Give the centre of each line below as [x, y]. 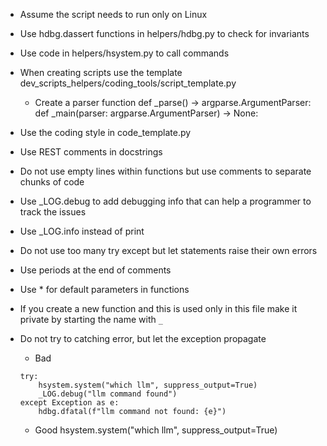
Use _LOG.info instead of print [82, 231]
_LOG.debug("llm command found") [108, 394]
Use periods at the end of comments [95, 270]
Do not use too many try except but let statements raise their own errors [168, 250]
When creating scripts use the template [101, 72]
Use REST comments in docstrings [91, 152]
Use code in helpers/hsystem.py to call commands [124, 53]
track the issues [53, 212]
